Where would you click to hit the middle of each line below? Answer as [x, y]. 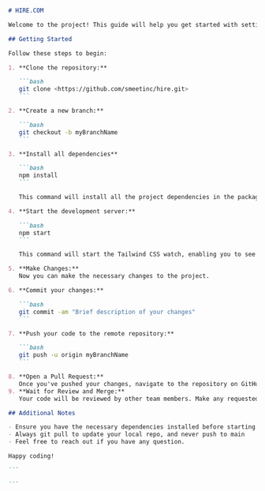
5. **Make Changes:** [44, 269]
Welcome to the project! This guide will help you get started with [123, 24]
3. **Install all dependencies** [63, 154]
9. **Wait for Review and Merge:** [67, 391]
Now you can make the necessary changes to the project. [114, 276]
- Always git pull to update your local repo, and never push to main [127, 435]
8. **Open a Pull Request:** [56, 377]
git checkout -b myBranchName [68, 132]
